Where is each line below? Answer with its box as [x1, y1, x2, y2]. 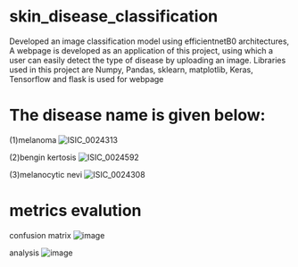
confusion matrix [9, 229, 71, 240]
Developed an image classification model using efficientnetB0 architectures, [9, 36, 290, 46]
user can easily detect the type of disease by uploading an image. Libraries [9, 54, 286, 65]
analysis [9, 247, 40, 258]
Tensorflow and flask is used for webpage [9, 73, 164, 84]
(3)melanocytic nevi [9, 169, 83, 179]
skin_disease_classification [9, 6, 219, 27]
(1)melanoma [9, 134, 57, 145]
